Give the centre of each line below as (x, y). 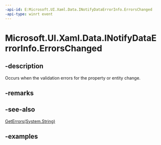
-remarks (19, 93)
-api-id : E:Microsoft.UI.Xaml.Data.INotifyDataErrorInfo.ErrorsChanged (79, 9)
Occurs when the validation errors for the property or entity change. (73, 78)
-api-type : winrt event (29, 14)
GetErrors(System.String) (30, 121)
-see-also (20, 110)
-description (24, 66)
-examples (22, 137)
